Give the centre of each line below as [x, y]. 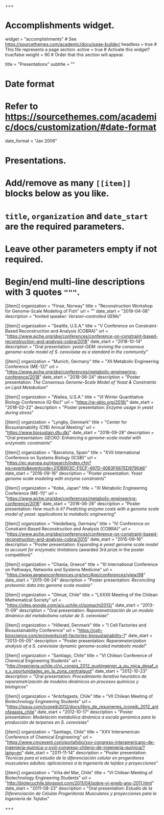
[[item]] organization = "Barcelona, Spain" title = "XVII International [73, 452]
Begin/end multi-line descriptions [75, 282]
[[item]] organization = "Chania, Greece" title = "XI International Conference [82, 564]
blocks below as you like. [57, 194]
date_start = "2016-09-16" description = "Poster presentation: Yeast [74, 473]
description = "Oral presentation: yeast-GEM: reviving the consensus [75, 346]
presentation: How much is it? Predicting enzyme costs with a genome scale [82, 509]
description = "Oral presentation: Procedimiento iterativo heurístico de [76, 676]
